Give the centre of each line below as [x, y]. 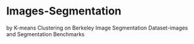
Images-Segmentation [64, 11]
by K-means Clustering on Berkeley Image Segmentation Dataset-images [97, 28]
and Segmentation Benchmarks [45, 34]
